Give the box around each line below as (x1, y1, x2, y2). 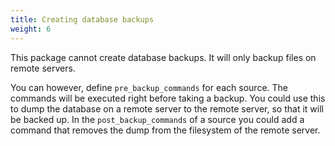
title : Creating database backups (10, 14, 155, 25)
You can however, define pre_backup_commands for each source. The (10, 81, 288, 93)
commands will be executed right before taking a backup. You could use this (10, 92, 326, 104)
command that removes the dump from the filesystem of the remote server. (10, 124, 321, 136)
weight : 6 (10, 24, 52, 34)
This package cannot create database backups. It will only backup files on (10, 51, 317, 63)
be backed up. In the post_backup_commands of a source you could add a (10, 113, 305, 125)
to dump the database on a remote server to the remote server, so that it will (10, 102, 324, 115)
